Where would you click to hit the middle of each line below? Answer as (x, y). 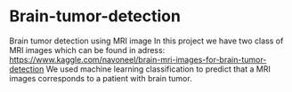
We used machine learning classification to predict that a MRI (158, 69)
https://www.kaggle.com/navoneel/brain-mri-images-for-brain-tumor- (138, 59)
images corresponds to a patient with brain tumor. (101, 78)
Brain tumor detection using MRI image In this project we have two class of (146, 41)
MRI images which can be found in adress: (87, 50)
